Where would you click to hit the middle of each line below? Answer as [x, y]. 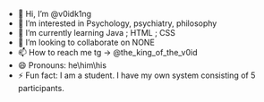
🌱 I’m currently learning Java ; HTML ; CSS [97, 33]
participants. [41, 88]
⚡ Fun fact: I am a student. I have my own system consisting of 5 [136, 75]
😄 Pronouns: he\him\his [62, 65]
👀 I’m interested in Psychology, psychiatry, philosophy [117, 23]
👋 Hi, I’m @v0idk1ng [55, 14]
